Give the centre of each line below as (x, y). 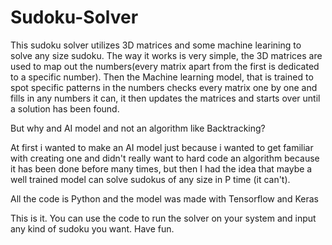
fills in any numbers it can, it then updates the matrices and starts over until (165, 98)
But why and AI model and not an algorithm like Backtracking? (138, 128)
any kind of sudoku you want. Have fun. (92, 228)
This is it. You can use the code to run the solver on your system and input (163, 218)
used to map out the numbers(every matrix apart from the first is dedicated (165, 66)
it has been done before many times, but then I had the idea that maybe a (161, 168)
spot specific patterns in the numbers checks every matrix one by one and (164, 87)
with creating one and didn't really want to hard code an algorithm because (165, 158)
